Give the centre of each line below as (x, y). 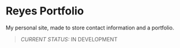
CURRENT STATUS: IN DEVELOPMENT (69, 39)
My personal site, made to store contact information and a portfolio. (90, 28)
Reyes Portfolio (45, 11)
